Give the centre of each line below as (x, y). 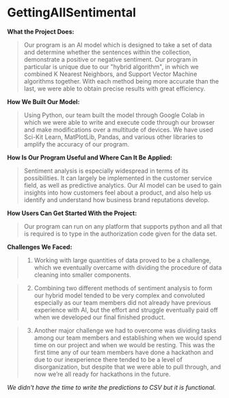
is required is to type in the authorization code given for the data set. (120, 234)
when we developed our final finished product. (100, 317)
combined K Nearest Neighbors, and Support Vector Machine (110, 74)
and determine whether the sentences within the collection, (107, 52)
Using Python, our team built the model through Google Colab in (114, 115)
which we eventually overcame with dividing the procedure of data (128, 267)
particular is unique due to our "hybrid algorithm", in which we (111, 66)
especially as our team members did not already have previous (122, 302)
